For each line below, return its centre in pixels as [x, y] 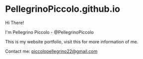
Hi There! [15, 23]
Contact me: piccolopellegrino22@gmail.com [51, 51]
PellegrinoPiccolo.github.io [63, 9]
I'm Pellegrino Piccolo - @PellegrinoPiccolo [49, 32]
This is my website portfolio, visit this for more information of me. [72, 42]
